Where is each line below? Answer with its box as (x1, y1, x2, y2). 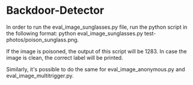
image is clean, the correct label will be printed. (6, 54, 123, 61)
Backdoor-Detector (6, 4, 104, 17)
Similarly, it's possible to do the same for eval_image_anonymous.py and (6, 65, 185, 72)
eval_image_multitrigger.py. (6, 72, 74, 79)
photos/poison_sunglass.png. (6, 36, 79, 43)
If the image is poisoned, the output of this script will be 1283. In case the (6, 47, 187, 54)
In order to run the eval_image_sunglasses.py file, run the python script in (6, 23, 188, 31)
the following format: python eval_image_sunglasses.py (6, 29, 143, 37)
